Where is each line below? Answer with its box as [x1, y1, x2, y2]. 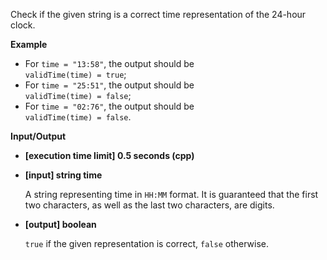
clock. [10, 19, 36, 31]
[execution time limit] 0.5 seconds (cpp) [24, 150, 195, 161]
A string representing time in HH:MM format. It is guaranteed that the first [24, 189, 319, 200]
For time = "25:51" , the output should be [24, 79, 195, 91]
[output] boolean [24, 219, 97, 230]
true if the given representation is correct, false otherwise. [24, 238, 269, 249]
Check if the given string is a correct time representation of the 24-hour [10, 9, 307, 20]
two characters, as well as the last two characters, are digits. [24, 199, 275, 211]
